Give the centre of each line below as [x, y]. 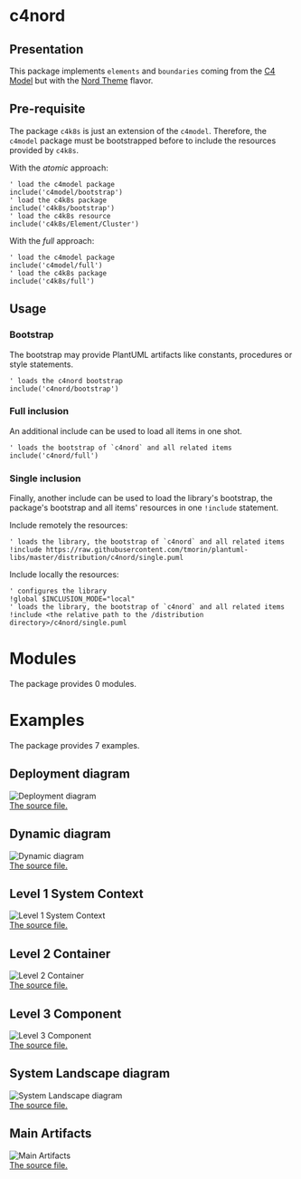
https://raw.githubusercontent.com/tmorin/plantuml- [147, 550]
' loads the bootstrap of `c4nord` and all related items [121, 448]
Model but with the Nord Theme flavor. [81, 81]
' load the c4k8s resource [60, 216]
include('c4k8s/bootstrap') [62, 208]
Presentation [47, 49]
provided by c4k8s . [44, 150]
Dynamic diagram [60, 834]
